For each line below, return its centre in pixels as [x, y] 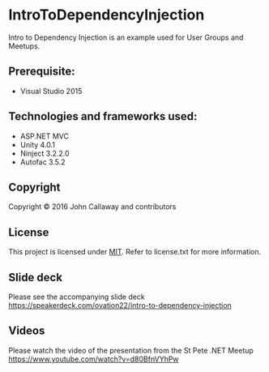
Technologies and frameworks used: [103, 116]
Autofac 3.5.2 [43, 162]
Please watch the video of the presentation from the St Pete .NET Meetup [131, 350]
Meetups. [24, 45]
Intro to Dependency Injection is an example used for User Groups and [126, 37]
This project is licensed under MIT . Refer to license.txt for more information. [135, 252]
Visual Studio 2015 [51, 91]
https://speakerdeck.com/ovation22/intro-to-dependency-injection [120, 305]
